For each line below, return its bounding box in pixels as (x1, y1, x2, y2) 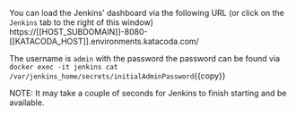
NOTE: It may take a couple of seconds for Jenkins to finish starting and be (9, 88, 287, 98)
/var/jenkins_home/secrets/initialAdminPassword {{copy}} (9, 70, 226, 81)
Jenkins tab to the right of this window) (9, 17, 154, 28)
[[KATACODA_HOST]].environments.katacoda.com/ (9, 36, 199, 46)
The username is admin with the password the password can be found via (9, 53, 281, 63)
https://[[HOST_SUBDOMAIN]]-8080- (9, 27, 148, 37)
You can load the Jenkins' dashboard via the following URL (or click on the (9, 8, 285, 18)
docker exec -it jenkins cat (9, 62, 118, 71)
